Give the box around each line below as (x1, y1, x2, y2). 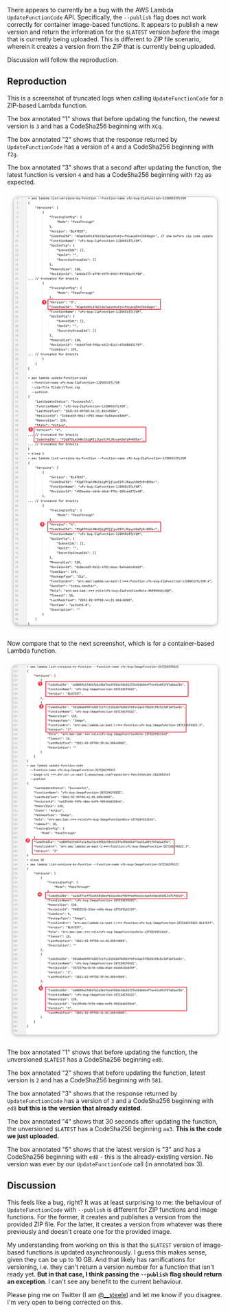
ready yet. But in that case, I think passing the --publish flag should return (7, 1270, 222, 1278)
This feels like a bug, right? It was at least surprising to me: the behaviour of (7, 1198, 222, 1206)
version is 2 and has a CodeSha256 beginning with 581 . (7, 1076, 163, 1084)
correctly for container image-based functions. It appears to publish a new (7, 21, 218, 28)
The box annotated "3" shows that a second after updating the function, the (7, 163, 222, 171)
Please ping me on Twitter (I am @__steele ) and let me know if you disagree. (7, 1290, 222, 1299)
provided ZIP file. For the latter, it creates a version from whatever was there (7, 1220, 222, 1228)
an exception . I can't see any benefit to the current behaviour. (7, 1277, 183, 1285)
